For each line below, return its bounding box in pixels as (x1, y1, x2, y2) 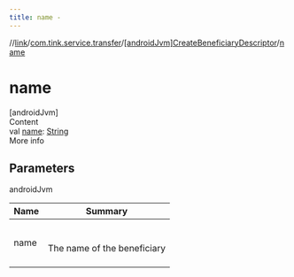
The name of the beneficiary (47, 242, 166, 255)
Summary (85, 205, 128, 218)
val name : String (9, 126, 69, 136)
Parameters (9, 160, 75, 175)
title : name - (9, 12, 62, 22)
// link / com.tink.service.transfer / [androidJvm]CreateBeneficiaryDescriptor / (9, 37, 281, 48)
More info (9, 135, 45, 146)
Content (9, 116, 39, 127)
